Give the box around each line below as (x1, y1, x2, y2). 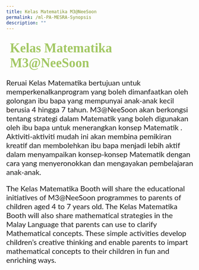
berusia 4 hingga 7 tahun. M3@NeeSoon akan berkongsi (6, 105, 188, 114)
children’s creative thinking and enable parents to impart (6, 237, 188, 247)
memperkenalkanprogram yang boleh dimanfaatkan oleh (6, 87, 188, 97)
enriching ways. (6, 255, 56, 265)
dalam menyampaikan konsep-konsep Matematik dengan (6, 150, 191, 159)
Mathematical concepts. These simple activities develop (6, 228, 187, 238)
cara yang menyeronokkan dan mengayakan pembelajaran (6, 159, 194, 168)
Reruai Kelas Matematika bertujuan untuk (6, 78, 141, 88)
